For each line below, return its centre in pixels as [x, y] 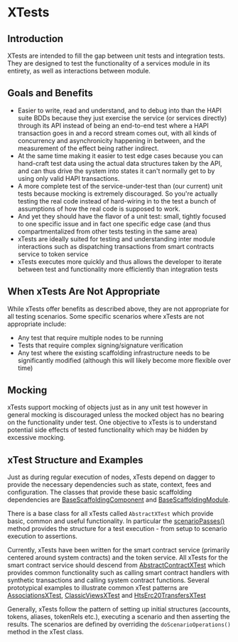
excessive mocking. [36, 438]
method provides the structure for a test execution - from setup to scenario [117, 529]
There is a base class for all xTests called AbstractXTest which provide [110, 514]
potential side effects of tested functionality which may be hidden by [108, 430]
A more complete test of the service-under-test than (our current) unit [120, 186]
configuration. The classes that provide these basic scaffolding [99, 493]
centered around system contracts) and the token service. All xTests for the [118, 558]
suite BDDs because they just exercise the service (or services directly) [122, 117]
